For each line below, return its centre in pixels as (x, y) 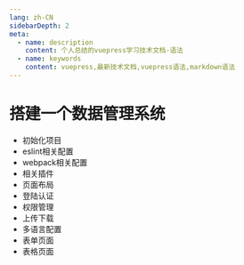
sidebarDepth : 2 (39, 26)
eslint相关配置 (48, 151)
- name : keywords (49, 59)
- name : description (55, 42)
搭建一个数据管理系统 (88, 114)
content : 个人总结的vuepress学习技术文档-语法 (105, 51)
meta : (19, 34)
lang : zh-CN (31, 17)
